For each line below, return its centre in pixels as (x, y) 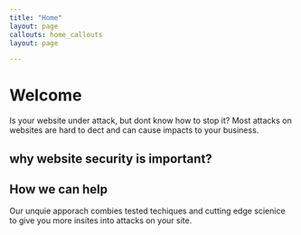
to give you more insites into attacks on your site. (101, 221)
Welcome (46, 95)
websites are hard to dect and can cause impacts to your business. (134, 130)
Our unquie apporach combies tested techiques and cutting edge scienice (148, 211)
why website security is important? (111, 159)
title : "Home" (36, 18)
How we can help (59, 189)
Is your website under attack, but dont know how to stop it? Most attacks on (150, 121)
